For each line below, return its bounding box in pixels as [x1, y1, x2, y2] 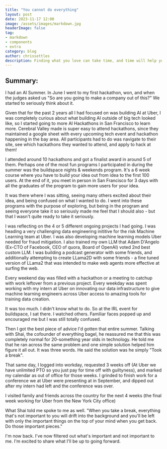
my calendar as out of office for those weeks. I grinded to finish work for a [5, 373, 158, 378]
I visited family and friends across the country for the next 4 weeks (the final [5, 393, 162, 399]
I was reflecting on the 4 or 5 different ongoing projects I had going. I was [5, 223, 156, 229]
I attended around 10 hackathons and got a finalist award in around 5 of [5, 156, 152, 162]
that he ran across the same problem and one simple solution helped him [5, 342, 155, 348]
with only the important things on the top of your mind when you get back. [5, 418, 158, 424]
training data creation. [5, 296, 51, 302]
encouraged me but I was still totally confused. [5, 316, 101, 322]
